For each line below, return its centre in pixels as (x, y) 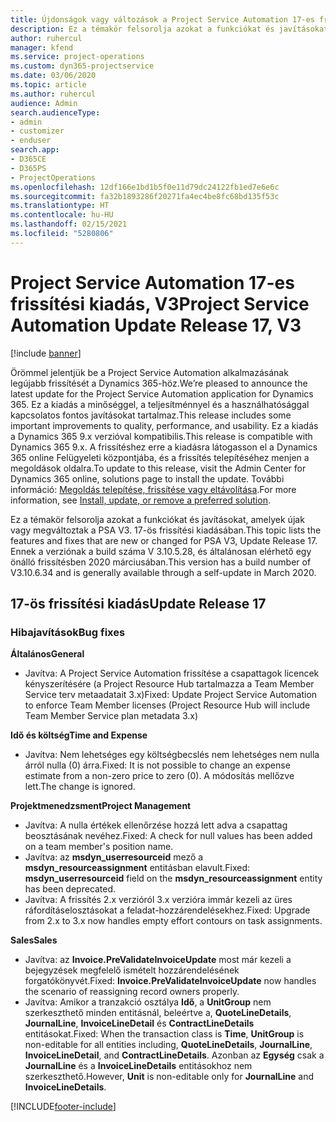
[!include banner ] (46, 353)
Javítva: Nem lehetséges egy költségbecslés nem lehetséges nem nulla (172, 755)
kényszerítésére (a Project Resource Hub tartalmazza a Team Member (169, 684)
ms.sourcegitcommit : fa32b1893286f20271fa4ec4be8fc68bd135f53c (145, 196)
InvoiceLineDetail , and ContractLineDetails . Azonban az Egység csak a (174, 1055)
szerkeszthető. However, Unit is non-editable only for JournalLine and (169, 1077)
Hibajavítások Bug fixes (68, 632)
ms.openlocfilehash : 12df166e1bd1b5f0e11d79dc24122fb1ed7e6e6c (145, 187)
